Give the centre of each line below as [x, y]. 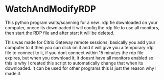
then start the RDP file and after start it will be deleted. [60, 33]
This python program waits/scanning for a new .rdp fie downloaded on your [81, 22]
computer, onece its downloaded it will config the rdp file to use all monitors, [82, 27]
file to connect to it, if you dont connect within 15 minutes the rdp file [74, 53]
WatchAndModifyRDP [51, 9]
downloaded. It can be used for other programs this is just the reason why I [81, 68]
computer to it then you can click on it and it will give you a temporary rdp [79, 47]
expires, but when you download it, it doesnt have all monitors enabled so [79, 58]
